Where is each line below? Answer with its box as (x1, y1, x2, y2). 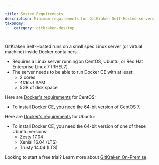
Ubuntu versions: (12, 129, 48, 135)
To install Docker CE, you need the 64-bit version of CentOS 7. (12, 104, 141, 110)
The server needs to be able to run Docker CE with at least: (12, 69, 134, 75)
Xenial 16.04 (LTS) (19, 139, 57, 145)
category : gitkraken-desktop (14, 25, 75, 30)
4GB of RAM (19, 80, 46, 85)
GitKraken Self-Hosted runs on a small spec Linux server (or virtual (5, 43, 143, 50)
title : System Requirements (5, 11, 64, 16)
